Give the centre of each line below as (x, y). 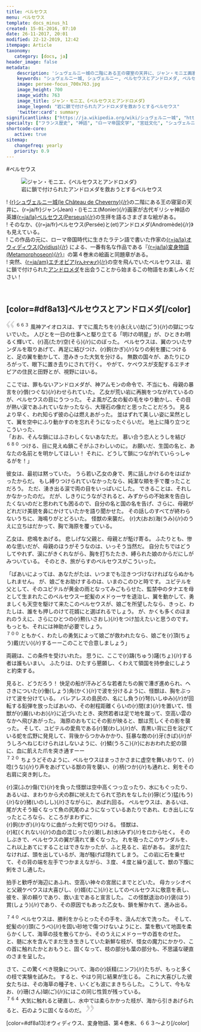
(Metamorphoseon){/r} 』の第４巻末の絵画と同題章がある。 (79, 254)
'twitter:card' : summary (48, 112)
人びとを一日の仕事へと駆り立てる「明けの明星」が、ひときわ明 (112, 334)
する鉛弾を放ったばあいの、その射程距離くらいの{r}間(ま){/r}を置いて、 (99, 705)
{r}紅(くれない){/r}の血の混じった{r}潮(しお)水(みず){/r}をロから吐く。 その (98, 832)
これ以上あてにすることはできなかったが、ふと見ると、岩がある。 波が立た (98, 847)
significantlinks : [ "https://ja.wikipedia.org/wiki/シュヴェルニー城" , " (96, 117)
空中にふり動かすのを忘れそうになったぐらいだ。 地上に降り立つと (109, 422)
